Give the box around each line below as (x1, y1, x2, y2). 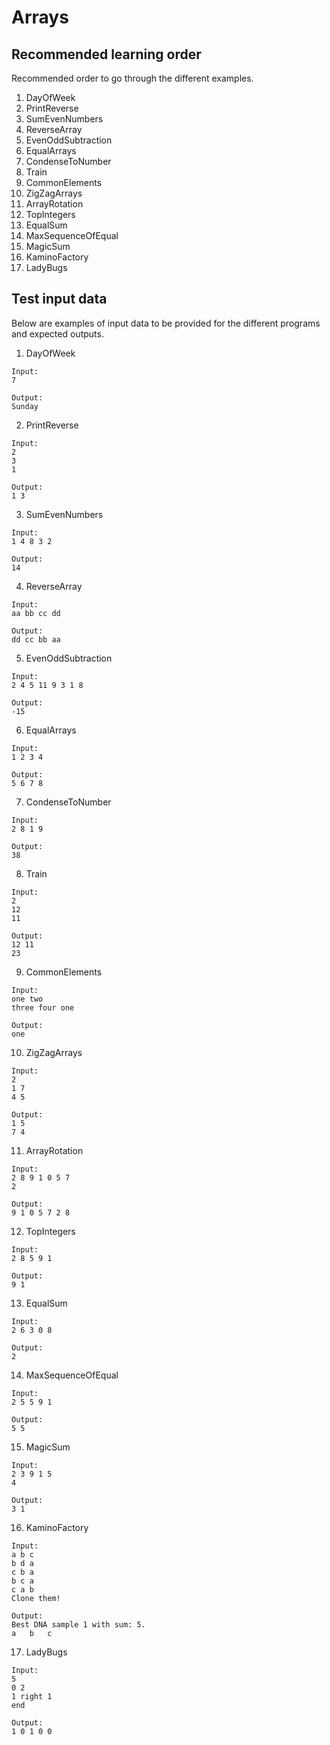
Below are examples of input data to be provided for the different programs (11, 317, 321, 329)
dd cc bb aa (11, 634, 61, 645)
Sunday (11, 401, 39, 411)
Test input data (11, 291, 108, 308)
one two (11, 994, 44, 1004)
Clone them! (11, 1593, 61, 1603)
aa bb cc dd (11, 608, 61, 618)
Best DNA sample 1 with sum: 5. (11, 1619, 146, 1630)
